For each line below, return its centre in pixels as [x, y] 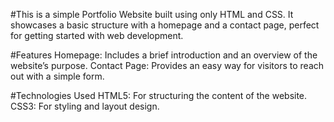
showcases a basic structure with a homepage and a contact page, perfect [165, 25]
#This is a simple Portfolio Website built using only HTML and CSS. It [152, 14]
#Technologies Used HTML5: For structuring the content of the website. [159, 95]
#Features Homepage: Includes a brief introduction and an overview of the [164, 55]
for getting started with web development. [97, 35]
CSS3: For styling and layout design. [85, 106]
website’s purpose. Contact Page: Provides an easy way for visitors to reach [167, 65]
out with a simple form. [57, 76]
